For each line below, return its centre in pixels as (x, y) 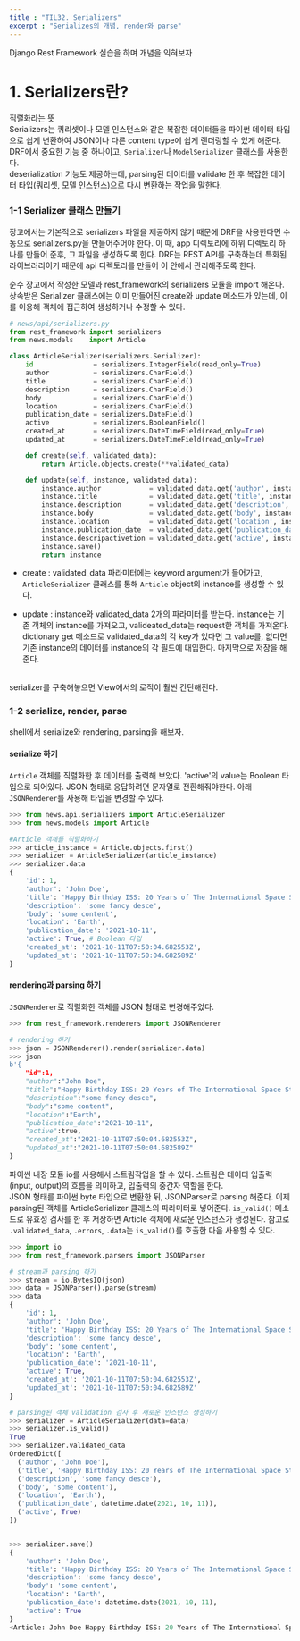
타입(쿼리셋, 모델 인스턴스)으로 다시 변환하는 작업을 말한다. (120, 185)
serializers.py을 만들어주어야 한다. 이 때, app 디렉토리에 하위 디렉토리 (154, 243)
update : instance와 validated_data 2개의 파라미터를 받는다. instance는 (148, 614)
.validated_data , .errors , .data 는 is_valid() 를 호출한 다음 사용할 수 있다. (142, 1230)
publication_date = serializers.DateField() (109, 415)
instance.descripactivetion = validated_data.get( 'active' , (155, 538)
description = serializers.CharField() (109, 390)
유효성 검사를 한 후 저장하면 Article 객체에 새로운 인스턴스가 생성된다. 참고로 (158, 1219)
